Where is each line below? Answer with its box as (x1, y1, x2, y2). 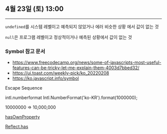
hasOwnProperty (5, 114, 40, 120)
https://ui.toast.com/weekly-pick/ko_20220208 (12, 70, 109, 76)
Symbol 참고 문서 (5, 48, 46, 55)
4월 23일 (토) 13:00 (5, 4, 64, 13)
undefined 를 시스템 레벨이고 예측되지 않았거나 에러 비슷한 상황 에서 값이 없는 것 (5, 23, 159, 29)
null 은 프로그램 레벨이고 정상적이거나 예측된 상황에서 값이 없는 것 (5, 34, 132, 40)
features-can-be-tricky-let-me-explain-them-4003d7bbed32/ (12, 65, 140, 71)
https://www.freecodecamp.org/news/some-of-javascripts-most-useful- (12, 59, 162, 66)
